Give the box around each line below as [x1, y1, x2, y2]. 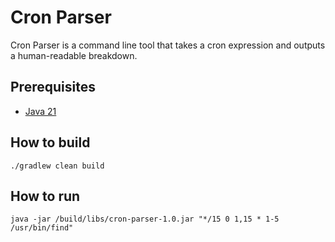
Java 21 [24, 105, 57, 117]
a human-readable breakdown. [10, 49, 138, 61]
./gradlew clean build [10, 161, 105, 171]
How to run [10, 187, 81, 205]
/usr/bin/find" [10, 223, 74, 233]
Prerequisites [10, 79, 96, 96]
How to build [10, 134, 91, 151]
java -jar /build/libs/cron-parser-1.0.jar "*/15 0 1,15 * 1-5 [10, 214, 280, 225]
